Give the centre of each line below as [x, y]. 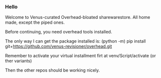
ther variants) [18, 61]
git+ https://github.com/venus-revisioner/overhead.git [59, 47]
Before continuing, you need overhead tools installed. [59, 32]
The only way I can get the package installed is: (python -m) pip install [75, 41]
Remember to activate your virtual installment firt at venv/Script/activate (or [80, 56]
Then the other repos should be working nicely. [53, 70]
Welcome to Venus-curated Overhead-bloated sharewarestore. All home [78, 17]
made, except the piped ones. [35, 22]
